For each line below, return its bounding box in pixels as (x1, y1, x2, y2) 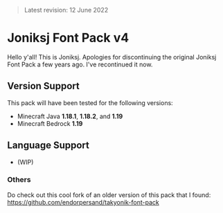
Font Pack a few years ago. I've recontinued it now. (7, 60, 153, 68)
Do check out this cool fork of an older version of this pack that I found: (7, 190, 211, 199)
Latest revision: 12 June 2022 (24, 6, 109, 14)
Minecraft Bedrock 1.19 (17, 119, 83, 127)
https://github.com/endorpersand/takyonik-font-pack (7, 198, 159, 206)
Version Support (7, 80, 80, 92)
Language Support (7, 140, 90, 151)
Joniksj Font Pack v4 (7, 30, 130, 46)
